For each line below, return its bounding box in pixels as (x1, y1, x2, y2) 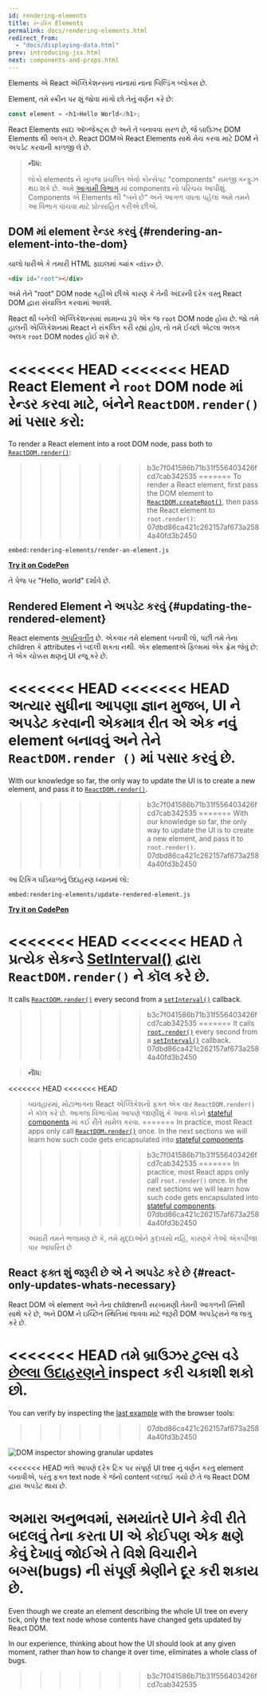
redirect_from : (8, 34, 59, 42)
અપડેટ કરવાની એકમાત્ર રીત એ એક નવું (8, 714, 237, 732)
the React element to (147, 505, 215, 515)
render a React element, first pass (147, 480, 259, 489)
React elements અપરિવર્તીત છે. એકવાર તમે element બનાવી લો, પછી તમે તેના (8, 633, 238, 643)
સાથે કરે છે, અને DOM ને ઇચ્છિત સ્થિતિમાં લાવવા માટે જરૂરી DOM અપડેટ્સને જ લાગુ (8, 1309, 253, 1318)
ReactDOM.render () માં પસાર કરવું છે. (8, 749, 236, 767)
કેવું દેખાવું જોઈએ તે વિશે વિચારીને (8, 1544, 198, 1562)
